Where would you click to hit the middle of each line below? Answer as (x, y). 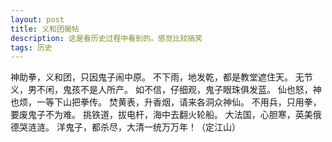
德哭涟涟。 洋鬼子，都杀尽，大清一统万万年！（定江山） (125, 127)
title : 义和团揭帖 (45, 29)
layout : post (37, 19)
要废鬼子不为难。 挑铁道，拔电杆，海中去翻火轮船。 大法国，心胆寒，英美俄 (166, 115)
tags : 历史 (31, 47)
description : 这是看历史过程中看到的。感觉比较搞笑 (106, 38)
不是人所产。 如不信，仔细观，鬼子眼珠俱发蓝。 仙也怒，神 (200, 90)
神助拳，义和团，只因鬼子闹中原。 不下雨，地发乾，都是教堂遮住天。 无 (157, 77)
